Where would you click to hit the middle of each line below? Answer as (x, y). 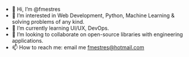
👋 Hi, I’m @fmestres (36, 9)
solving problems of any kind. (48, 22)
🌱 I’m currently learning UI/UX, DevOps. (60, 28)
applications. (27, 41)
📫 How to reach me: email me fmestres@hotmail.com (78, 47)
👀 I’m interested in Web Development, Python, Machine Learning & (93, 15)
